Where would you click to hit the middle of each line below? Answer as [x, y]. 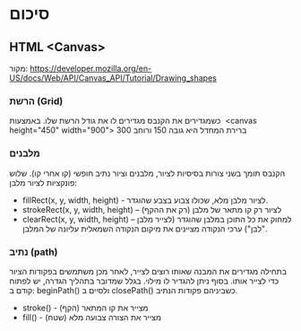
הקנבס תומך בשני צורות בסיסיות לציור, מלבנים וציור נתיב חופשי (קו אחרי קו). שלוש [147, 173]
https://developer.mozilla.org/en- [91, 68]
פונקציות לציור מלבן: [43, 182]
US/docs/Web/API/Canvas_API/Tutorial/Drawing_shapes [113, 78]
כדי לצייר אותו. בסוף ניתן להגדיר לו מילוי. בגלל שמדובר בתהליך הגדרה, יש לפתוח [144, 281]
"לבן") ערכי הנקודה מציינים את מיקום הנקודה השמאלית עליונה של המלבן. [145, 229]
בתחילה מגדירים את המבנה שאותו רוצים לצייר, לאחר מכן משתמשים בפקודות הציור [148, 271]
